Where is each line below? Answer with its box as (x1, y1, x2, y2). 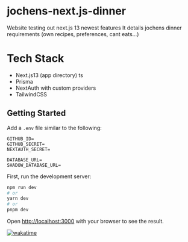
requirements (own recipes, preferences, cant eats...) (7, 30, 139, 37)
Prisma (15, 78, 34, 85)
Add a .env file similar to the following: (7, 124, 102, 131)
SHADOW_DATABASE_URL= (7, 162, 61, 168)
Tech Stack (7, 52, 64, 66)
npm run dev (7, 184, 37, 190)
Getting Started (7, 108, 66, 119)
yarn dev (7, 196, 29, 202)
